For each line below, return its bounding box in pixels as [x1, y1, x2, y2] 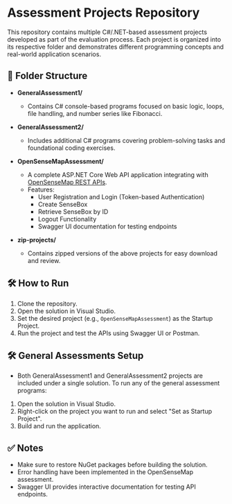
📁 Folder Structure [7, 70, 88, 82]
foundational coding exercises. [27, 144, 116, 152]
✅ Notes [7, 442, 44, 454]
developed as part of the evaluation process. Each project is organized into [7, 35, 222, 43]
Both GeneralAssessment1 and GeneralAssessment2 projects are [17, 371, 203, 380]
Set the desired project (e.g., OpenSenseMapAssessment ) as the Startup [17, 314, 213, 322]
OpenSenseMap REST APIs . [27, 178, 107, 186]
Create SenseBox [37, 200, 88, 208]
